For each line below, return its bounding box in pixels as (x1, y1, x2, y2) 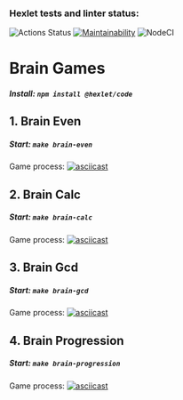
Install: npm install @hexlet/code (9, 88, 133, 100)
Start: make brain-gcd (9, 284, 89, 295)
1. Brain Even (9, 114, 82, 129)
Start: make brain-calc (9, 212, 93, 222)
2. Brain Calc (9, 187, 82, 202)
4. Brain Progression (9, 332, 124, 348)
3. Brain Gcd (9, 260, 78, 276)
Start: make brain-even (9, 139, 93, 149)
